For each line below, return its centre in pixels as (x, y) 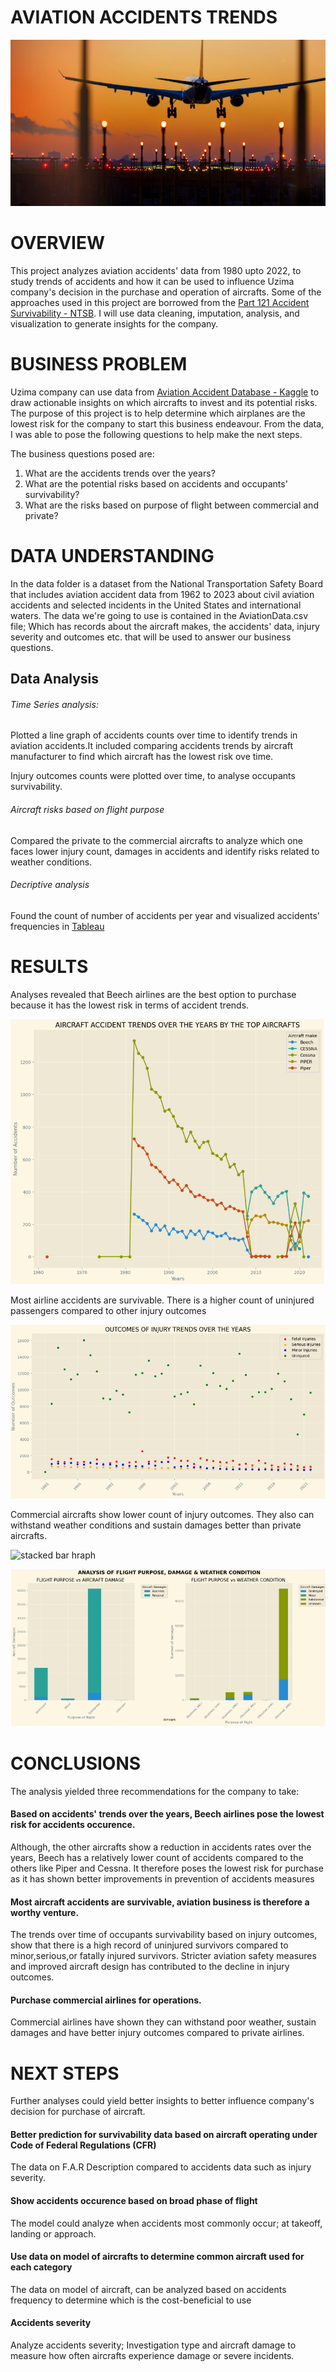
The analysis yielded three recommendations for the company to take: (155, 1791)
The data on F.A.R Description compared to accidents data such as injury (161, 2167)
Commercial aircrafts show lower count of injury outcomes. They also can (162, 1515)
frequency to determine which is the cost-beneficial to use (131, 2300)
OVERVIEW (58, 243)
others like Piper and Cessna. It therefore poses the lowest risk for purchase (167, 1868)
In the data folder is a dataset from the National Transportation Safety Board (167, 583)
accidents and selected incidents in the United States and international (156, 605)
